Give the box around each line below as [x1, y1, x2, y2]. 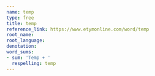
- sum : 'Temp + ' [6, 55, 51, 61]
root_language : [6, 37, 45, 44]
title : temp [6, 20, 37, 26]
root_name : [6, 32, 34, 38]
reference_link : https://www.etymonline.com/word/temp [6, 26, 149, 32]
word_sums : [6, 49, 34, 55]
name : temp [6, 9, 34, 15]
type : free [6, 15, 34, 21]
